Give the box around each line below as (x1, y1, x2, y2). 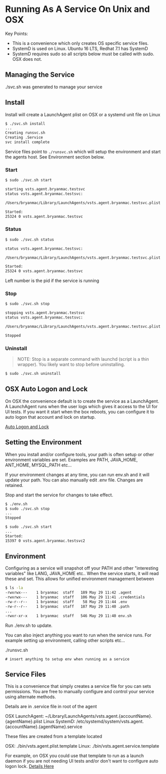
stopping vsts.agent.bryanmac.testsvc (5, 310, 85, 315)
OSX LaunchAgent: (5, 713, 44, 719)
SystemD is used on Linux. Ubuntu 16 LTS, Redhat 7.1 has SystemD (12, 45, 148, 51)
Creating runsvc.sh (5, 131, 46, 136)
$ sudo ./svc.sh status (5, 237, 55, 242)
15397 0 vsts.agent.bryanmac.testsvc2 (5, 538, 85, 543)
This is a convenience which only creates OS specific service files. (12, 40, 149, 46)
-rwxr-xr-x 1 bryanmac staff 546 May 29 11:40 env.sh (5, 613, 132, 619)
